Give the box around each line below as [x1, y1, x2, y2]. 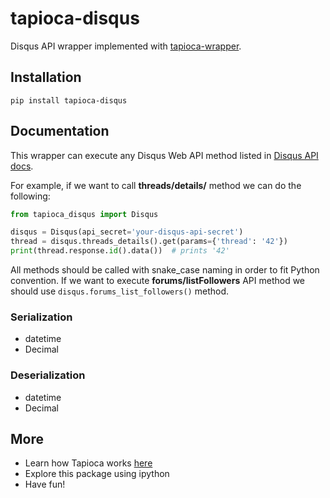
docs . [10, 160, 34, 172]
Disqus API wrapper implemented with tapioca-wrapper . [10, 40, 242, 52]
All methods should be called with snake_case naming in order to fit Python [10, 264, 320, 276]
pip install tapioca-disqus [10, 95, 128, 106]
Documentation [10, 123, 110, 140]
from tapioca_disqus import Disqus [10, 209, 159, 219]
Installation [10, 69, 82, 86]
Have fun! [24, 478, 66, 491]
